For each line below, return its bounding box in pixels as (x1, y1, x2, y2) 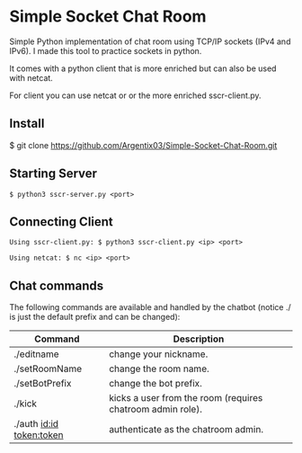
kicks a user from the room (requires (109, 392, 263, 404)
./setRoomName (13, 362, 83, 375)
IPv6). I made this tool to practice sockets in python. (9, 45, 202, 56)
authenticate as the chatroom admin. (109, 423, 263, 436)
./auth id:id (13, 418, 59, 431)
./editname (13, 348, 60, 360)
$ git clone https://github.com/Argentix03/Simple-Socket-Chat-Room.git (9, 139, 278, 150)
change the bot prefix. (109, 377, 202, 390)
